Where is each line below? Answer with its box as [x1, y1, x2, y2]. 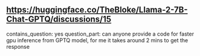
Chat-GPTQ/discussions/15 [6, 14, 112, 25]
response [6, 43, 30, 50]
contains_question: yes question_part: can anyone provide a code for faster [6, 30, 195, 37]
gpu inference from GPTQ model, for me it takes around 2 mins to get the [6, 36, 189, 44]
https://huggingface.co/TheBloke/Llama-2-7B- [6, 5, 188, 15]
